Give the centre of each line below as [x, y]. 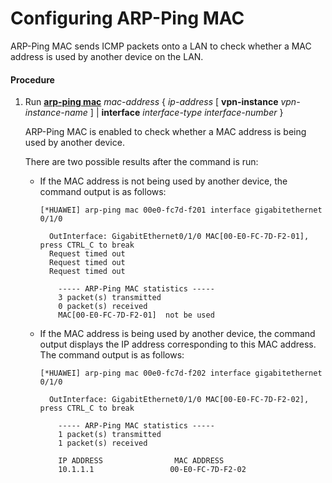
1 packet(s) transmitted [110, 435]
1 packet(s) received [103, 443]
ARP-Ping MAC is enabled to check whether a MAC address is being [165, 132]
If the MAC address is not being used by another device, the [163, 181]
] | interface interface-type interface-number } [186, 113]
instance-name [56, 113]
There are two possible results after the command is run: [141, 162]
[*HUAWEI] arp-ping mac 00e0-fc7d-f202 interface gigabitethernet [181, 373]
